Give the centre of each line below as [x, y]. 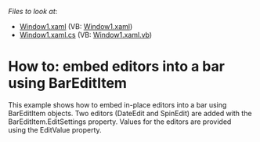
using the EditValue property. [55, 129]
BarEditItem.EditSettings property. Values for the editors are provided [120, 122]
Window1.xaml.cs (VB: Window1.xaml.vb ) [86, 35]
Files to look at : [33, 11]
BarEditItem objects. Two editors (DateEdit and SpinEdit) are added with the [130, 113]
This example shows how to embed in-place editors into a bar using [117, 104]
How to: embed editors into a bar [117, 67]
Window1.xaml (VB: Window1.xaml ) [76, 26]
